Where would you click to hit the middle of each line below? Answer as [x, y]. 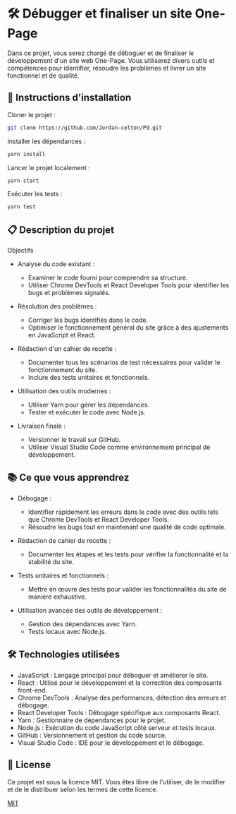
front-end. [32, 690]
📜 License [29, 765]
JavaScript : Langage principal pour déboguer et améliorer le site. [113, 675]
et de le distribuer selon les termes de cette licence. [83, 789]
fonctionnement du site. [62, 370]
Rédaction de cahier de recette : [64, 540]
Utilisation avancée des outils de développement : [90, 610]
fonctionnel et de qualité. [43, 76]
